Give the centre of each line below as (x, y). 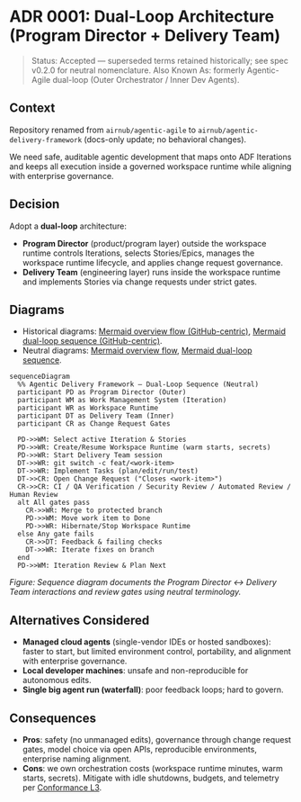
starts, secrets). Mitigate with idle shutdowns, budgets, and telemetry (151, 778)
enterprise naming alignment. (77, 759)
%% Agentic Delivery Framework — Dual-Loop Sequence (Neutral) (138, 384)
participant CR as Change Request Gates (94, 424)
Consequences (53, 718)
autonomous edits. (57, 680)
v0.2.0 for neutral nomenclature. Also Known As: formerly (138, 70)
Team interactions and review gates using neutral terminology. (125, 592)
